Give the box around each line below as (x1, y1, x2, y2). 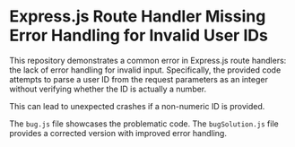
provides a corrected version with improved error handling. (9, 127, 227, 138)
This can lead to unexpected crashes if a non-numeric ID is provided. (9, 100, 265, 111)
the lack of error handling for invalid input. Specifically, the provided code (9, 65, 282, 75)
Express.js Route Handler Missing (9, 6, 266, 27)
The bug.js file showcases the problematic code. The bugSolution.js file (9, 118, 280, 129)
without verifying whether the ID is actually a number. (9, 83, 207, 94)
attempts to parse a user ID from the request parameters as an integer (9, 73, 269, 84)
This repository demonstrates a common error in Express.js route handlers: (9, 55, 287, 65)
